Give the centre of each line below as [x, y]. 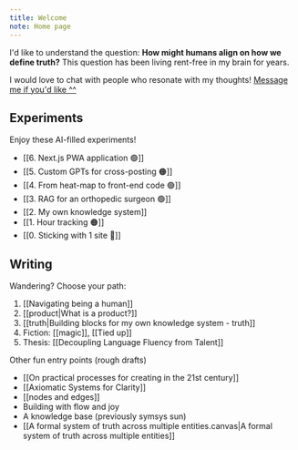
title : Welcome [38, 18]
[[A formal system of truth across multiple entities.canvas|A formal [148, 426]
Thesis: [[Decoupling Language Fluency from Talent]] [123, 343]
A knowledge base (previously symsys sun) [104, 416]
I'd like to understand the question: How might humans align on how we [145, 52]
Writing [31, 264]
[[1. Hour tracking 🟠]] [63, 222]
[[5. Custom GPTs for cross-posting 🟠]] [98, 172]
